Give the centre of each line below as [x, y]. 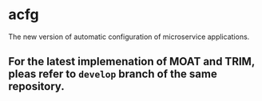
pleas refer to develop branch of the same [113, 74]
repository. [37, 86]
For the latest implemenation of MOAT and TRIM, [132, 62]
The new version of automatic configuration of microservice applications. [129, 37]
